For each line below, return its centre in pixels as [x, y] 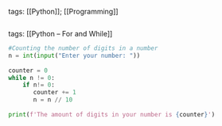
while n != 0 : [32, 78]
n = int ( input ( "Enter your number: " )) [74, 55]
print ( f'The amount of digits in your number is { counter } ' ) [112, 114]
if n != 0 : [39, 85]
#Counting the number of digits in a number [83, 48]
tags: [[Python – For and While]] [60, 34]
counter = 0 [28, 71]
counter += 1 [55, 93]
